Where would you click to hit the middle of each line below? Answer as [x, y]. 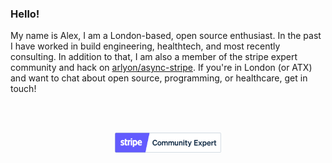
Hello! [25, 14]
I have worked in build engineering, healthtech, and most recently [145, 46]
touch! [23, 89]
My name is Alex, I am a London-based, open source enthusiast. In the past [166, 36]
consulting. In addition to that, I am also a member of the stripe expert [154, 57]
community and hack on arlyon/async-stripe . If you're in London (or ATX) [161, 68]
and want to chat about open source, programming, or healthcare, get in [159, 78]
